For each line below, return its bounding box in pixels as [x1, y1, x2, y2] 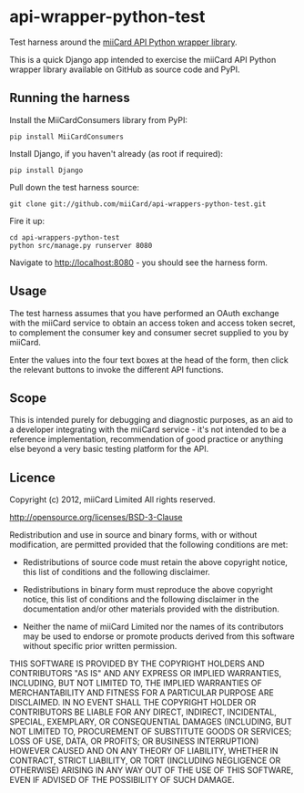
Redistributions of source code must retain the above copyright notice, [22, 557, 289, 568]
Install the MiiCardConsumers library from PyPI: [9, 114, 188, 125]
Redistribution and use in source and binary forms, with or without [9, 530, 258, 541]
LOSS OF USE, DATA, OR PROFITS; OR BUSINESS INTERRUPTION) [9, 736, 259, 747]
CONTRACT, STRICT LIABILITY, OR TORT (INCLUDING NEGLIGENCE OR [9, 755, 281, 767]
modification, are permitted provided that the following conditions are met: [9, 540, 289, 551]
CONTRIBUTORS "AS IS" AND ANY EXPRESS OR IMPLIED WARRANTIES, [9, 668, 282, 679]
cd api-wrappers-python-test [9, 232, 120, 242]
